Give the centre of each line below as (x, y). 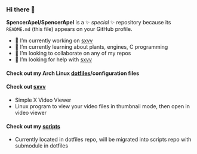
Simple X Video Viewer (43, 100)
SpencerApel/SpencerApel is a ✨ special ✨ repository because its (89, 23)
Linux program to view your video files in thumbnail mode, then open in (102, 106)
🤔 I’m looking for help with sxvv (53, 59)
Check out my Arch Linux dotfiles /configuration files (73, 73)
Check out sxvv (26, 87)
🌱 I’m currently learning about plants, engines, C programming (91, 47)
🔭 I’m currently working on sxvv (54, 40)
